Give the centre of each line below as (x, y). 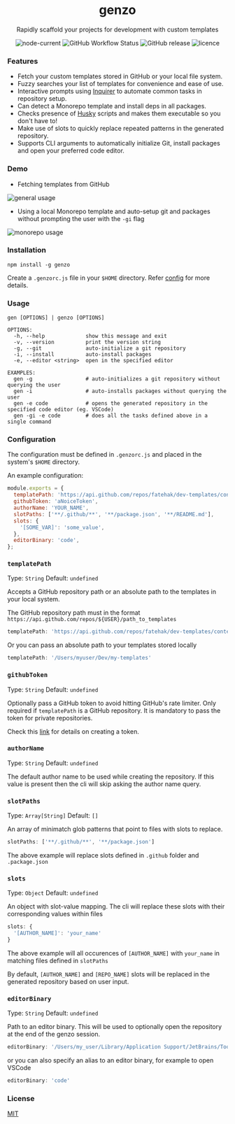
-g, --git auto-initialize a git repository (100, 348)
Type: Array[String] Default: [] (53, 816)
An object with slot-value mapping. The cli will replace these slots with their (116, 906)
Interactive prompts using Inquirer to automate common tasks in (109, 91)
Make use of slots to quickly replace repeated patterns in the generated (121, 129)
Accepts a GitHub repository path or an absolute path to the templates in (112, 592)
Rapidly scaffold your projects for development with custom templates (117, 29)
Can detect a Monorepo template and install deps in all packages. (112, 106)
